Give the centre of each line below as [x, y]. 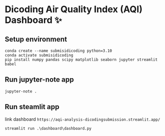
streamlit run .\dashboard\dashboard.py [48, 128]
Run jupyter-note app [39, 80]
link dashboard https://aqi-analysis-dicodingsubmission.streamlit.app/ [82, 119]
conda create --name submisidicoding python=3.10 [59, 51]
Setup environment [36, 39]
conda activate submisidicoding [39, 55]
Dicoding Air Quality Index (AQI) [74, 9]
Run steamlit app [32, 107]
